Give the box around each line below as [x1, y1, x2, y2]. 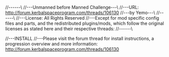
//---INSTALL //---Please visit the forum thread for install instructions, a [5, 35, 154, 41]
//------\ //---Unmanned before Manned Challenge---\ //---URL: [5, 5, 139, 10]
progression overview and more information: [5, 41, 98, 47]
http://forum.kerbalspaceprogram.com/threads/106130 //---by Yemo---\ [5, 10, 155, 16]
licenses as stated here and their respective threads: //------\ [5, 26, 133, 32]
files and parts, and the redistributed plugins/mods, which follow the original [5, 20, 164, 26]
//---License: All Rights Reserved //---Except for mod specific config [16, 15, 159, 21]
